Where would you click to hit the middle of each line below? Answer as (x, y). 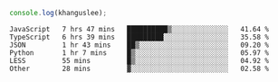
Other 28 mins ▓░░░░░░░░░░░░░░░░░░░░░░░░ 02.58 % (139, 68)
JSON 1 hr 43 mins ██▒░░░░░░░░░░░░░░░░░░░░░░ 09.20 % (139, 45)
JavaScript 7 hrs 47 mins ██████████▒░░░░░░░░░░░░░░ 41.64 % (139, 29)
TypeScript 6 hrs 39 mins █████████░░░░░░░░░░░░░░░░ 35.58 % (139, 37)
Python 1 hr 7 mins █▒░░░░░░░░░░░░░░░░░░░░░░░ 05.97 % (139, 53)
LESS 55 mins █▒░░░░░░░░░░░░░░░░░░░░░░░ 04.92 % (139, 60)
